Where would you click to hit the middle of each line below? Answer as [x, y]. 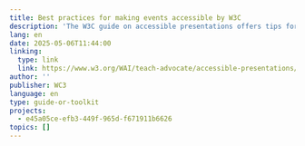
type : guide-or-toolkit [54, 102]
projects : [28, 111]
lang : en [26, 34]
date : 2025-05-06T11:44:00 [60, 43]
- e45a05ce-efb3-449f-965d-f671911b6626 [95, 119]
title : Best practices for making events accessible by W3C [126, 18]
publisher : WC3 [38, 85]
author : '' [30, 77]
